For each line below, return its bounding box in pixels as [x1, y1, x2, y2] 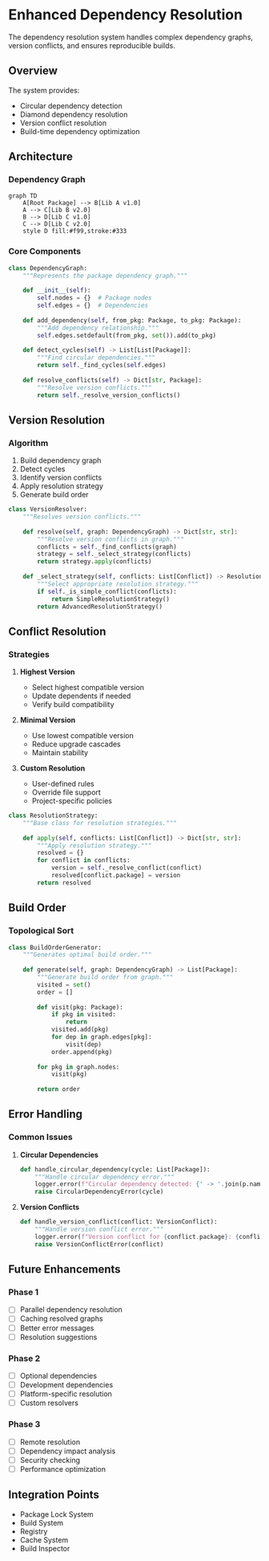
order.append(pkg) [50, 1048, 113, 1056]
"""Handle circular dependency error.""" [34, 1173, 175, 1181]
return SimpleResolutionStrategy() [50, 595, 171, 603]
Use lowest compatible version [31, 731, 134, 741]
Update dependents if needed [31, 691, 131, 701]
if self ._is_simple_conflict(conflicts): [37, 587, 178, 595]
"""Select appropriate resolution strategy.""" [37, 580, 199, 588]
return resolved [37, 878, 91, 887]
